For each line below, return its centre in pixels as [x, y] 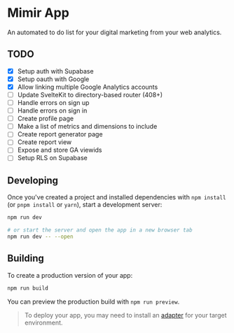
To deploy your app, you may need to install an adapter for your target [125, 315]
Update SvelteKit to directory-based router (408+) [90, 94]
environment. [43, 323]
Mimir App [39, 13]
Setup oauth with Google [53, 79]
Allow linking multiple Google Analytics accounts [88, 87]
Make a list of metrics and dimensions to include [87, 127]
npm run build [28, 288]
